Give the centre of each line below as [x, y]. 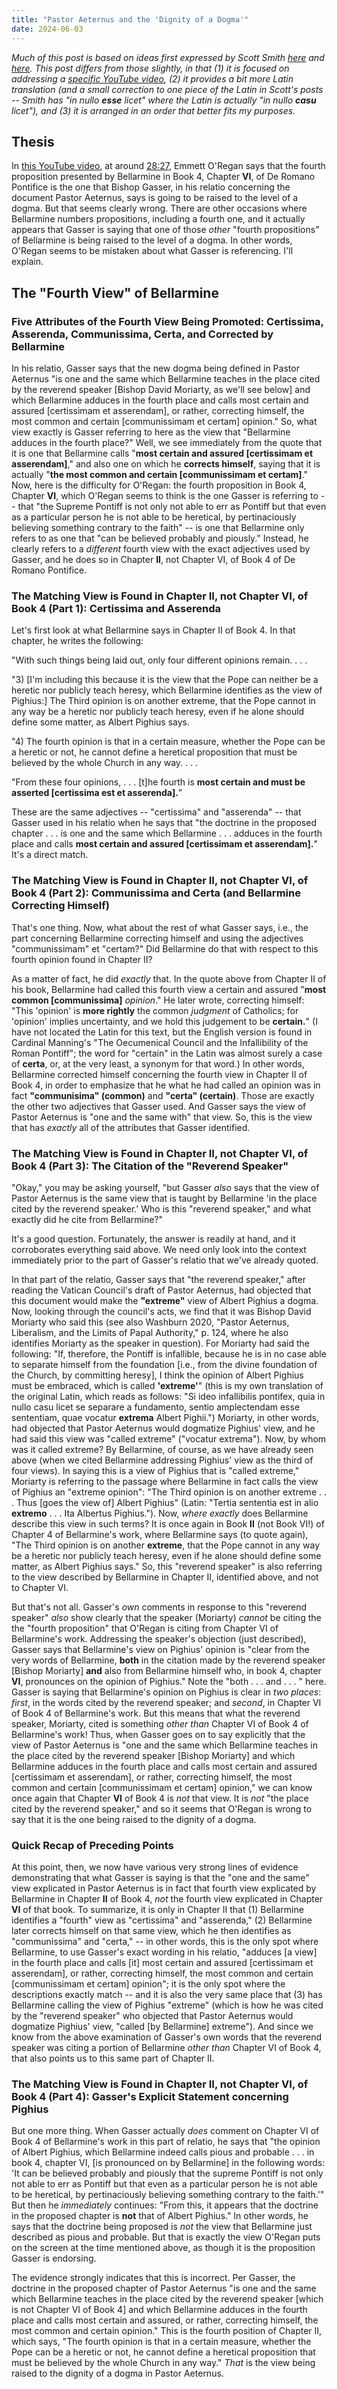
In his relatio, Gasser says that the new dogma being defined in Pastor [155, 368]
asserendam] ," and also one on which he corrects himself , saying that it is [166, 464]
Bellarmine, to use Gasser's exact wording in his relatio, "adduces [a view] [164, 1952]
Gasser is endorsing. [54, 2258]
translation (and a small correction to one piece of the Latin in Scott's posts [167, 89]
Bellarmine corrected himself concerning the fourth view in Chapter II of [159, 1074]
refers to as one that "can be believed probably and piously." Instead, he [160, 538]
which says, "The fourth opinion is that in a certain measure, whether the [161, 2342]
